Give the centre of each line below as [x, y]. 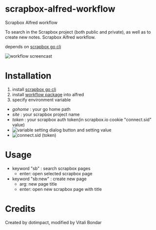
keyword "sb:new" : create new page [49, 179]
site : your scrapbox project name [46, 114]
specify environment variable [41, 100]
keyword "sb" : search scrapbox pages [51, 168]
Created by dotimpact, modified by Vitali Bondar [53, 222]
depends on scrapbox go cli [33, 46]
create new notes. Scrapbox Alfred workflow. [50, 37]
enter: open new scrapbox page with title [61, 189]
